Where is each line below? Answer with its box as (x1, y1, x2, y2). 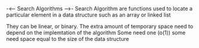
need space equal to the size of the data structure (6, 36, 130, 42)
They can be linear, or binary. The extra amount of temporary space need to (6, 23, 194, 30)
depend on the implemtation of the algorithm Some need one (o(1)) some (6, 29, 186, 36)
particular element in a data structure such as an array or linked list (6, 11, 172, 18)
